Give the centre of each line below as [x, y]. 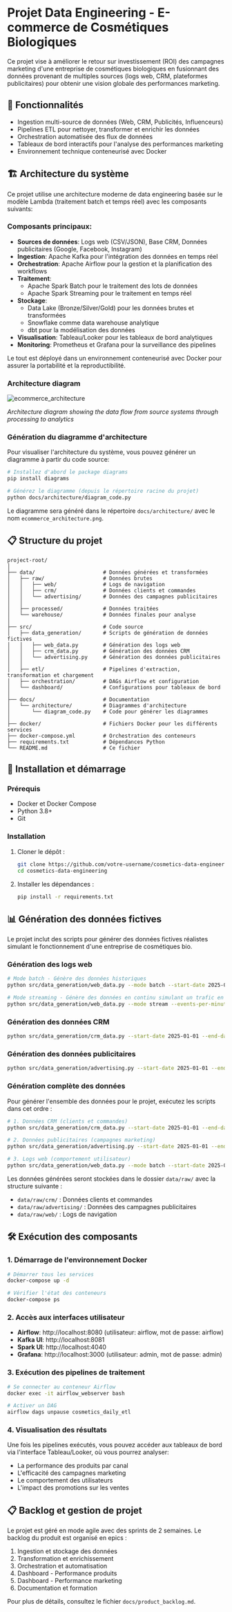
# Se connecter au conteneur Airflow [61, 1387]
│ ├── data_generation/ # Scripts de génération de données [108, 633]
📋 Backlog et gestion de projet [75, 1510]
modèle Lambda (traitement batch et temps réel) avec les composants [107, 201]
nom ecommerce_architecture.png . [56, 518]
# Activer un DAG [32, 1406]
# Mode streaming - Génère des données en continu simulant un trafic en [116, 998]
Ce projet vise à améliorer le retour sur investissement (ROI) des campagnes [116, 61]
